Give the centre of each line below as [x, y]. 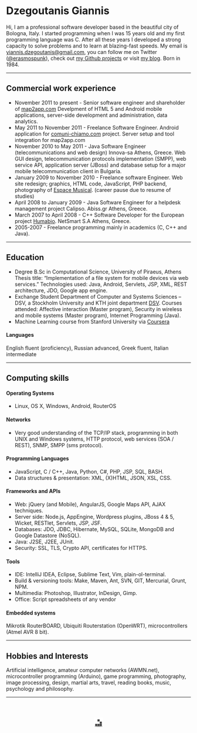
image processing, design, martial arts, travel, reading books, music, [89, 683]
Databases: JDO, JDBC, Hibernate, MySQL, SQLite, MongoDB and [94, 529]
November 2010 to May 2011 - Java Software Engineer [80, 146]
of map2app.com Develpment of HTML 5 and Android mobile [88, 109]
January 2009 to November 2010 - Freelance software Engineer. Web [98, 177]
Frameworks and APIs [33, 491]
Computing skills [38, 378]
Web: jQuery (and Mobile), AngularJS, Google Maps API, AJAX [90, 504]
